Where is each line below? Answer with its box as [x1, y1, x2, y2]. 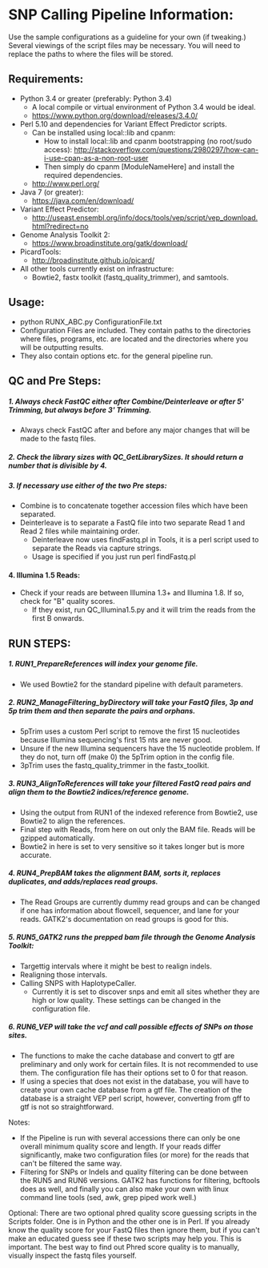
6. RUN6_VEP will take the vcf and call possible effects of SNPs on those [8, 1022, 254, 1032]
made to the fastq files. [19, 433, 97, 443]
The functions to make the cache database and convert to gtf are [19, 1051, 235, 1061]
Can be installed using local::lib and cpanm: [31, 127, 176, 137]
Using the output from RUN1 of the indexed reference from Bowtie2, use [19, 807, 258, 817]
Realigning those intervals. [19, 969, 108, 979]
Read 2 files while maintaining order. [19, 526, 140, 536]
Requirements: [8, 72, 84, 86]
